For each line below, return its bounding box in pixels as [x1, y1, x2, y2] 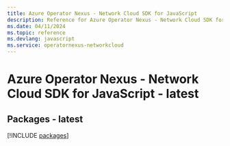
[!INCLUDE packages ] [7, 132, 69, 139]
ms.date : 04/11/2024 [7, 23, 66, 29]
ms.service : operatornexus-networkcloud [7, 42, 125, 49]
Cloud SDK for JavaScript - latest [7, 86, 199, 101]
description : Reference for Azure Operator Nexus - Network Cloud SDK [7, 16, 213, 23]
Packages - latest [7, 113, 84, 125]
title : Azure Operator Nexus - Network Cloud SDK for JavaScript [7, 10, 197, 17]
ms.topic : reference [7, 29, 66, 36]
